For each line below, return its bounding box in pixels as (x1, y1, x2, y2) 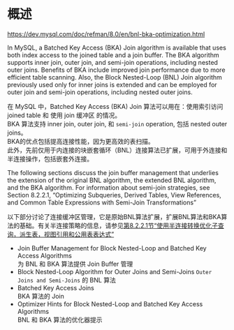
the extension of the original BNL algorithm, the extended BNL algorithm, (7, 176, 217, 184)
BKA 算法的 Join (17, 292, 64, 300)
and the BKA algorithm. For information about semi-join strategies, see (7, 183, 210, 192)
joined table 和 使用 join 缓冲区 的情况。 (7, 111, 121, 119)
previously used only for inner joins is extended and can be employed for (7, 80, 218, 89)
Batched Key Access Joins (17, 283, 94, 292)
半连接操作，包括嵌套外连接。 (7, 154, 93, 163)
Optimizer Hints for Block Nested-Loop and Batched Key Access (17, 299, 203, 308)
